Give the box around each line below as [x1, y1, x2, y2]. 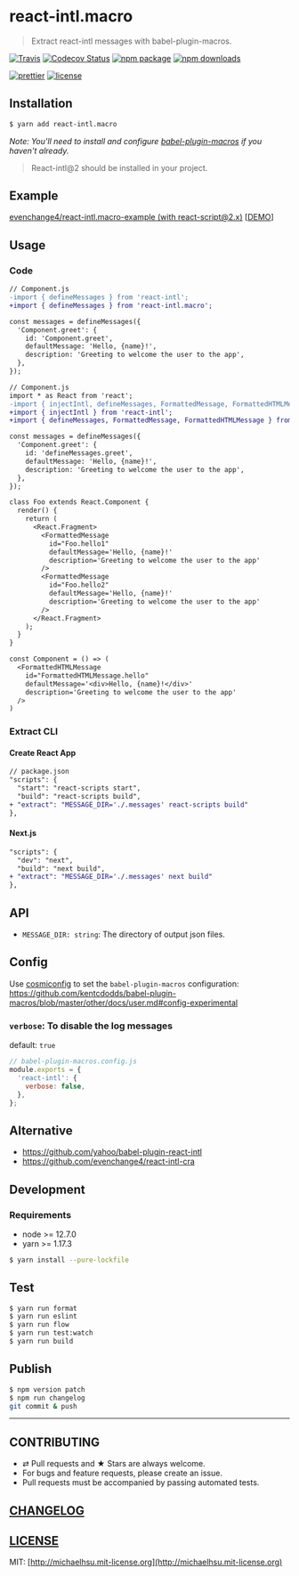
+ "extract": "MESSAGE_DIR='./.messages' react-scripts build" [9, 800, 249, 809]
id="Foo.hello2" [48, 581, 109, 589]
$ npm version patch [9, 1385, 86, 1394]
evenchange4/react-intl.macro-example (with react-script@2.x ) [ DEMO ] [9, 212, 274, 223]
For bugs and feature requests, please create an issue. [21, 1467, 222, 1479]
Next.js [9, 828, 37, 839]
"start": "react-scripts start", [17, 784, 141, 793]
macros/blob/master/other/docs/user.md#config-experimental [9, 997, 238, 1008]
